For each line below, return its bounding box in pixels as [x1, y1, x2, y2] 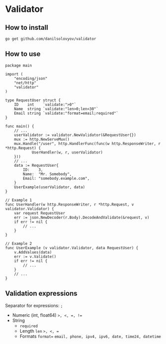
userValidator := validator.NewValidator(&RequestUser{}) [14, 133, 136, 138]
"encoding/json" [14, 76, 48, 81]
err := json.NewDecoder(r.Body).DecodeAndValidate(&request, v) [14, 215, 150, 220]
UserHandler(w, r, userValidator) [31, 150, 103, 155]
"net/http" [14, 80, 37, 85]
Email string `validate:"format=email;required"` [14, 111, 119, 116]
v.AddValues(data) [14, 250, 52, 255]
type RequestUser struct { [5, 98, 61, 103]
